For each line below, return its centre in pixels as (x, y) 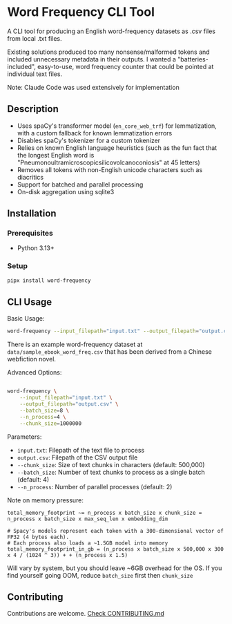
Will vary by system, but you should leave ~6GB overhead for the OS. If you (115, 568)
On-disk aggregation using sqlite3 (66, 191)
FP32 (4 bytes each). (38, 537)
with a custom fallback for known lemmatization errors (95, 133)
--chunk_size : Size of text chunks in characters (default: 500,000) (111, 464)
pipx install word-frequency (49, 281)
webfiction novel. (32, 359)
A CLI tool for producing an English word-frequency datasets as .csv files (112, 31)
